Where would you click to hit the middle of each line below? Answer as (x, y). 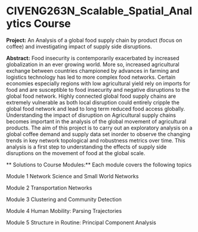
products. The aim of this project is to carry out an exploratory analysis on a (99, 128)
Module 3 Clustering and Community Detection (64, 199)
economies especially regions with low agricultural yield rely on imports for (98, 83)
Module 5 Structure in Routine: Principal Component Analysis (81, 222)
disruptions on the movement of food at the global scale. (76, 153)
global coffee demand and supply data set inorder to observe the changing (98, 134)
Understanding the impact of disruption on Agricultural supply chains (91, 115)
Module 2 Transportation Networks (49, 188)
